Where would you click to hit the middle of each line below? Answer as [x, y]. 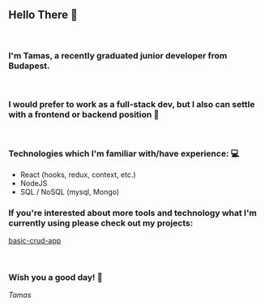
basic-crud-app [35, 241]
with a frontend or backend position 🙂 [84, 114]
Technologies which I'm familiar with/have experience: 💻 [124, 153]
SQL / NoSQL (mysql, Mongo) [70, 192]
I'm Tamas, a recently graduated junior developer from [118, 55]
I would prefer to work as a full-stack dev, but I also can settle [132, 105]
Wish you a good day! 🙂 [56, 277]
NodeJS [34, 183]
